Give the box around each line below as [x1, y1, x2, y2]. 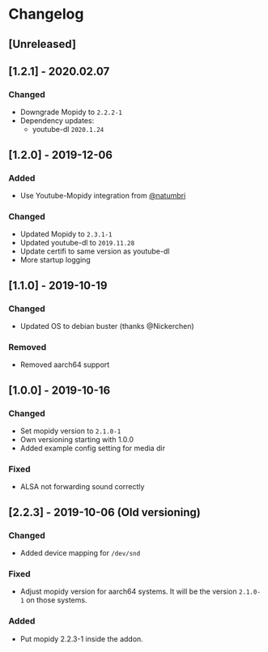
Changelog [8, 5, 84, 23]
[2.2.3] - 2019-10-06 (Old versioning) [8, 505, 201, 519]
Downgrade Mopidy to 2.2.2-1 [19, 107, 123, 117]
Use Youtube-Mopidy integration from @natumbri [19, 190, 186, 200]
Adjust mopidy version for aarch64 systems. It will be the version [19, 586, 237, 596]
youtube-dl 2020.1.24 [32, 125, 104, 134]
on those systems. [25, 595, 87, 605]
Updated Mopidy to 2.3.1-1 [19, 229, 113, 239]
